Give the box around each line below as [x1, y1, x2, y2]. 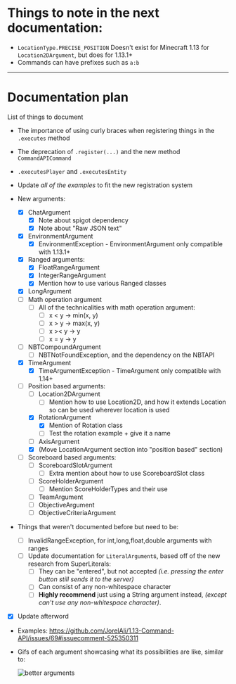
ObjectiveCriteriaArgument [38, 509, 117, 517]
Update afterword [17, 612, 69, 621]
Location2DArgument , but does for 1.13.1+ [17, 51, 133, 59]
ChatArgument [27, 208, 71, 216]
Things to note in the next [7, 5, 159, 21]
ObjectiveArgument [38, 501, 95, 509]
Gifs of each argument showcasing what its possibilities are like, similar [17, 647, 224, 656]
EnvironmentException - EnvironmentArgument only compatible [38, 240, 223, 248]
